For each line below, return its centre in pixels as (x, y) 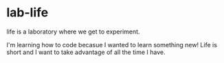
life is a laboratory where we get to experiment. (73, 32)
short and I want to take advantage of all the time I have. (86, 52)
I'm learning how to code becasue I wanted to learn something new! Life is (112, 45)
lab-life (27, 13)
